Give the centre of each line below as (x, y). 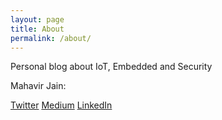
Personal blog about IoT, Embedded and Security (111, 67)
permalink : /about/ (51, 38)
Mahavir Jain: (38, 86)
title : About (37, 29)
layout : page (37, 19)
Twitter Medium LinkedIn (61, 105)
